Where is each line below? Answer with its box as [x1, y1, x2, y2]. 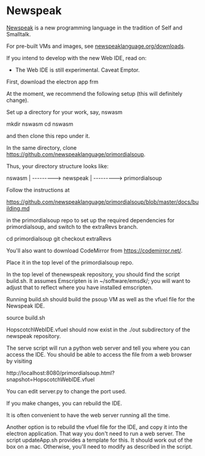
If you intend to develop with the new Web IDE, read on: [6, 54, 147, 61]
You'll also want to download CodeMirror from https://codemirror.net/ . [6, 247, 183, 254]
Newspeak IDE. [6, 302, 45, 309]
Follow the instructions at [6, 186, 70, 193]
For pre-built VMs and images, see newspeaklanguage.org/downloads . [6, 42, 185, 50]
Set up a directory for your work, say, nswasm [6, 108, 123, 115]
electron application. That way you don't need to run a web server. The [6, 430, 185, 437]
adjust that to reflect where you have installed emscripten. [6, 284, 153, 291]
